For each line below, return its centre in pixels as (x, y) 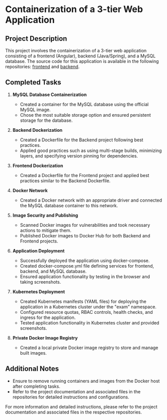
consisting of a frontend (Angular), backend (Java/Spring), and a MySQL (80, 56)
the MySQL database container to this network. (69, 205)
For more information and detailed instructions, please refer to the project (81, 406)
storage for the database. (46, 120)
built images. (33, 353)
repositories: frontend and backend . (43, 67)
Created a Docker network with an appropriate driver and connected (91, 200)
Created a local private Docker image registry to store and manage (89, 348)
